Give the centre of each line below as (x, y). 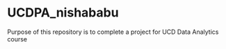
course (17, 39)
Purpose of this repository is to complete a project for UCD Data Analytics (113, 32)
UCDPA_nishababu (63, 13)
